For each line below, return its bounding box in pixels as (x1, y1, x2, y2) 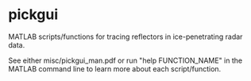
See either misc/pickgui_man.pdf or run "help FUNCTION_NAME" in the (8, 56, 243, 65)
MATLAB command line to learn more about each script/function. (8, 64, 222, 73)
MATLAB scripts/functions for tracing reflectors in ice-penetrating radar (8, 32, 243, 41)
